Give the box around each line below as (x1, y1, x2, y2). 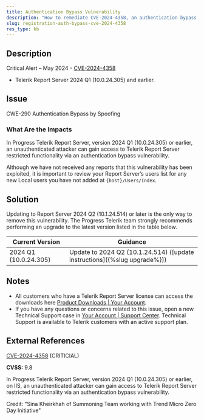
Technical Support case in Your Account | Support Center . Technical (15, 311, 186, 319)
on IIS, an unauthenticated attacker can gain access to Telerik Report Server (6, 382, 197, 389)
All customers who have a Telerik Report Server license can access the (15, 292, 193, 300)
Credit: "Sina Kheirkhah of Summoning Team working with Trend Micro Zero (6, 400, 197, 407)
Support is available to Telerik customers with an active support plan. (15, 318, 188, 325)
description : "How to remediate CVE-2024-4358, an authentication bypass (6, 15, 197, 21)
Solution (6, 194, 39, 204)
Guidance (117, 238, 147, 246)
